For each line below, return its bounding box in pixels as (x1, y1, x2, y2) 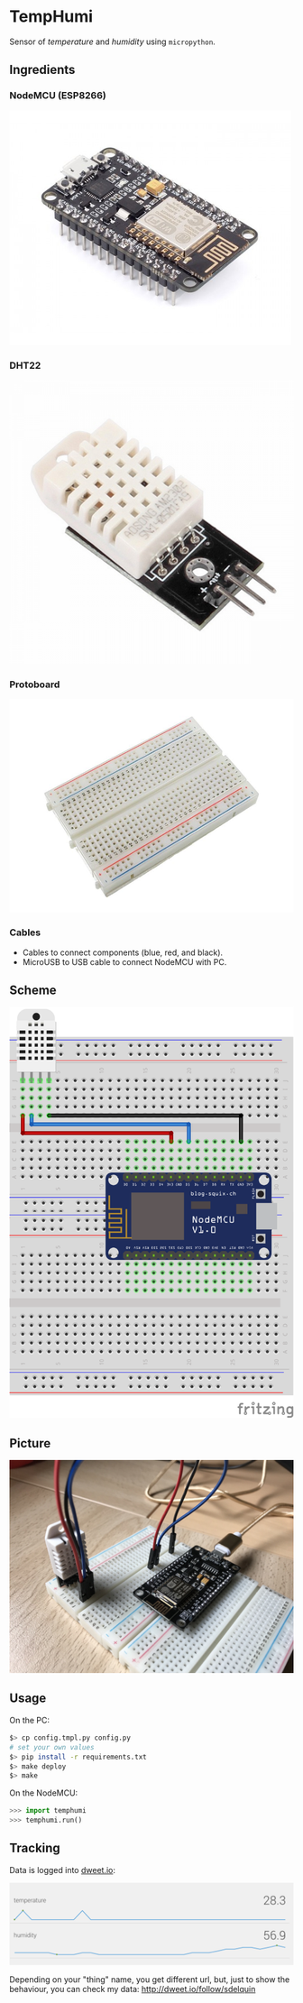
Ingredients (9, 62, 76, 78)
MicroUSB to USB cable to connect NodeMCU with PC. (22, 956, 227, 967)
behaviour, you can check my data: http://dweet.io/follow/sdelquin (9, 1983, 256, 1994)
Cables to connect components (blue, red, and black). (22, 947, 224, 958)
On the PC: (9, 1714, 50, 1725)
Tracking (9, 1841, 60, 1856)
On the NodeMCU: (9, 1787, 78, 1798)
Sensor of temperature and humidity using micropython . (9, 36, 216, 47)
